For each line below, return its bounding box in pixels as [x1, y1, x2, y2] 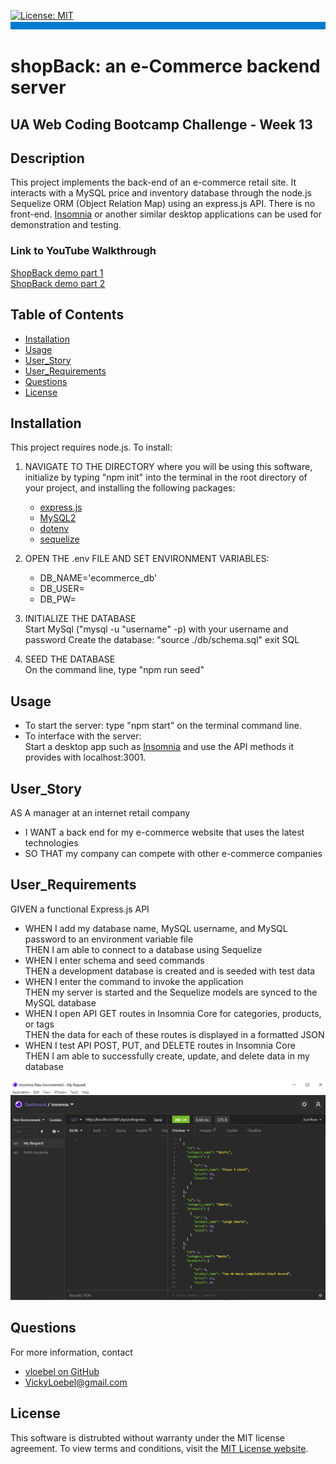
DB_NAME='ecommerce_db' [39, 572, 158, 584]
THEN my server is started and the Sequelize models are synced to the [24, 986, 318, 998]
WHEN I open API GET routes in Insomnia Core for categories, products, [24, 1007, 322, 1019]
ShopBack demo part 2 [10, 277, 106, 289]
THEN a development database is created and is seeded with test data [24, 965, 316, 977]
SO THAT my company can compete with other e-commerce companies [24, 847, 323, 859]
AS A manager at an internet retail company [10, 806, 191, 819]
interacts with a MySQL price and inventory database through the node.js [10, 187, 313, 199]
